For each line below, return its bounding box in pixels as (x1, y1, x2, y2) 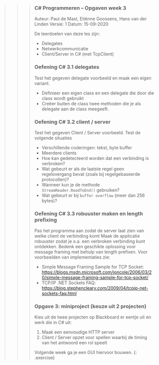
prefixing (34, 216, 57, 223)
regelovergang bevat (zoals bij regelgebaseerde (41, 171, 141, 177)
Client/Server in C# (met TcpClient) (41, 51, 114, 57)
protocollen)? (41, 176, 69, 182)
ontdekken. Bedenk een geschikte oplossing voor (34, 244, 136, 250)
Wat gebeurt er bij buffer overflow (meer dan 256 (41, 192, 145, 198)
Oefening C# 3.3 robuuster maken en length (34, 210, 143, 217)
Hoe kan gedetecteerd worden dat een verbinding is (41, 155, 149, 161)
